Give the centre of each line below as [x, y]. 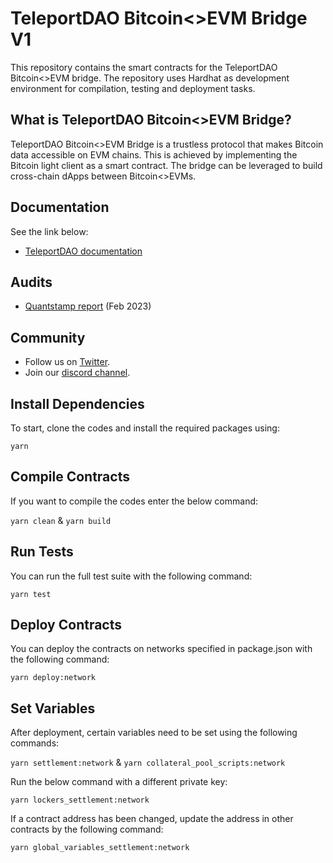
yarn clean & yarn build [61, 520]
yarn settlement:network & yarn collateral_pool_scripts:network [148, 763]
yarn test [31, 594]
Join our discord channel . [77, 373]
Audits [31, 282]
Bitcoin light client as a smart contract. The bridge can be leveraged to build [166, 165]
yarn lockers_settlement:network [80, 800]
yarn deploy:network [53, 678]
